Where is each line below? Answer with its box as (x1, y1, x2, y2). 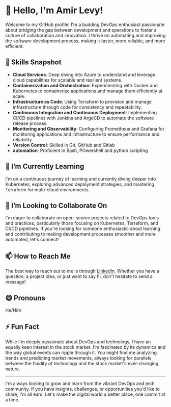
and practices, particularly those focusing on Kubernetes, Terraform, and (5, 220, 159, 226)
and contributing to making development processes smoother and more (5, 231, 156, 237)
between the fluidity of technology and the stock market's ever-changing (5, 360, 159, 366)
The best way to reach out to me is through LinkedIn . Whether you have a (5, 268, 159, 274)
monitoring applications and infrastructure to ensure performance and (12, 131, 160, 137)
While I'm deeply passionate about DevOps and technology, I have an (5, 339, 151, 345)
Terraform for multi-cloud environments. (5, 186, 90, 193)
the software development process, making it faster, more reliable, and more (5, 38, 165, 44)
